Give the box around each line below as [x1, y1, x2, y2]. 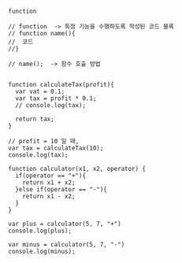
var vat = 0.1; [15, 87, 65, 95]
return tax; [15, 115, 54, 123]
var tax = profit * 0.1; [15, 94, 97, 102]
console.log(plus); [8, 227, 72, 235]
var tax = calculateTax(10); [8, 144, 104, 152]
